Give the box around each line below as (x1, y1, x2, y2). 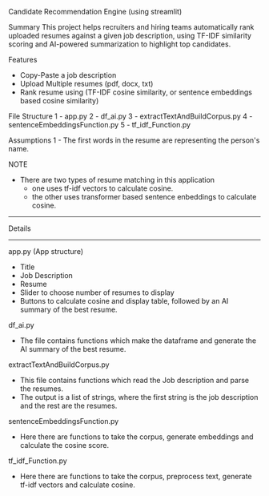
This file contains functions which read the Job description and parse (19, 376, 250, 385)
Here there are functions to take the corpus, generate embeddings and (19, 432, 254, 442)
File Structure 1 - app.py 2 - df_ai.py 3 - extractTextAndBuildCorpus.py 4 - (8, 111, 253, 121)
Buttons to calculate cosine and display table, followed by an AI (19, 296, 229, 305)
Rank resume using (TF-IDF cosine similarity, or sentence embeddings (19, 87, 252, 97)
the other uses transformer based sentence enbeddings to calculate (31, 192, 257, 201)
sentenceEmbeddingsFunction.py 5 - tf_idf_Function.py (8, 120, 191, 129)
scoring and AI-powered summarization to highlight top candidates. (8, 39, 231, 49)
